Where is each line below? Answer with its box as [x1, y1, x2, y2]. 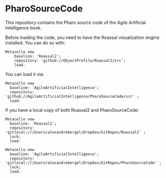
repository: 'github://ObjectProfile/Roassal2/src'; [14, 58, 126, 63]
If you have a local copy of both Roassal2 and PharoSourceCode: [5, 107, 139, 113]
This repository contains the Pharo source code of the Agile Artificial [5, 19, 146, 25]
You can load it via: [5, 71, 44, 77]
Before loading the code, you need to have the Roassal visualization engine [5, 34, 160, 40]
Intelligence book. [5, 24, 42, 30]
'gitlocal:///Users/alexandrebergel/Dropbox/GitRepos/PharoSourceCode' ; [5, 160, 162, 165]
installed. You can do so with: [5, 39, 66, 45]
